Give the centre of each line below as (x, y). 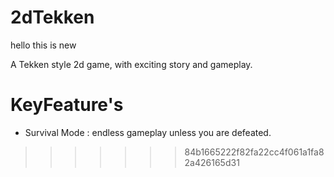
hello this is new (43, 45)
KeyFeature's (67, 105)
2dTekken (52, 17)
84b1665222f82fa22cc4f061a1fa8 (254, 152)
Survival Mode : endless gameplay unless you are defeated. (148, 132)
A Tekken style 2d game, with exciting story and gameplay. (131, 64)
